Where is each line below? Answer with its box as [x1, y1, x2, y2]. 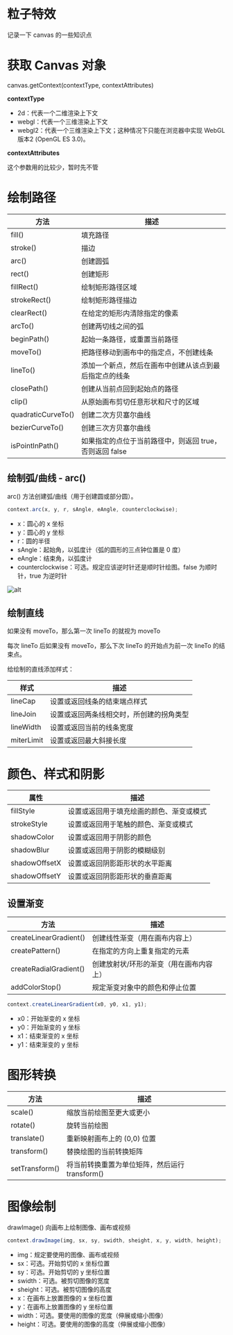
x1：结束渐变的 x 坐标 [17, 1031, 79, 1040]
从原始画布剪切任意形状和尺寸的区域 [80, 397, 200, 406]
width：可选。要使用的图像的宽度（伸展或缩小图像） [17, 1311, 168, 1320]
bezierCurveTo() [10, 422, 64, 432]
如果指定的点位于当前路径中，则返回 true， [80, 436, 222, 445]
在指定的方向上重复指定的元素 [92, 946, 189, 956]
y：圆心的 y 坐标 [17, 528, 64, 536]
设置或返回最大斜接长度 [49, 736, 127, 745]
